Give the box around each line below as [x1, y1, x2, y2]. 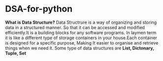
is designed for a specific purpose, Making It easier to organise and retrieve [5, 40, 159, 46]
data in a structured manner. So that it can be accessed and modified [5, 24, 145, 30]
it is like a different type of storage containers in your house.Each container [5, 35, 158, 41]
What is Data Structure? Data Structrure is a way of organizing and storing [5, 19, 157, 25]
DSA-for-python [5, 3, 73, 15]
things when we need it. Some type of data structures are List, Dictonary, [5, 45, 155, 51]
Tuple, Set [5, 50, 27, 56]
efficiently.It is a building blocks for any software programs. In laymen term [5, 30, 157, 35]
